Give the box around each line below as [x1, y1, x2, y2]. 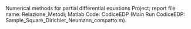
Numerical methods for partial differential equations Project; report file [5, 5, 176, 11]
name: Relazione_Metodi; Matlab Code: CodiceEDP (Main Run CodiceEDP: [5, 11, 186, 18]
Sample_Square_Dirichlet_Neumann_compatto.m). [5, 17, 127, 23]
